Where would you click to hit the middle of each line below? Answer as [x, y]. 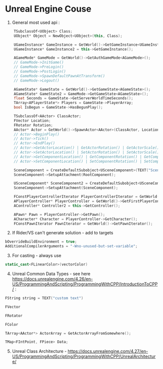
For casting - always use [37, 256]
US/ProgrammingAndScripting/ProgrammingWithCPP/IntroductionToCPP [85, 284]
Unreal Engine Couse [48, 9]
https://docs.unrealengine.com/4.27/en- [108, 351]
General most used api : [36, 22]
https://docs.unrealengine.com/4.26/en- [52, 279]
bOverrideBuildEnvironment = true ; [41, 242]
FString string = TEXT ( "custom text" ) [44, 298]
